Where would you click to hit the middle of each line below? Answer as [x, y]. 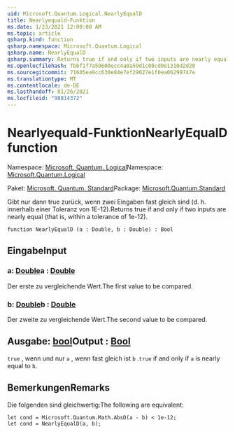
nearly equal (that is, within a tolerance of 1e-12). [78, 216]
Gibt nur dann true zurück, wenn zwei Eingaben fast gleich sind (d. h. [107, 202]
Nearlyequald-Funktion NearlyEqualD [117, 133]
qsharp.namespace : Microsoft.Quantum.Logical [74, 46]
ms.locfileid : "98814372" [45, 99]
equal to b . [22, 365]
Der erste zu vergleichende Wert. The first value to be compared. [100, 286]
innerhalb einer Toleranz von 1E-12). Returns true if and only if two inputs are [117, 209]
